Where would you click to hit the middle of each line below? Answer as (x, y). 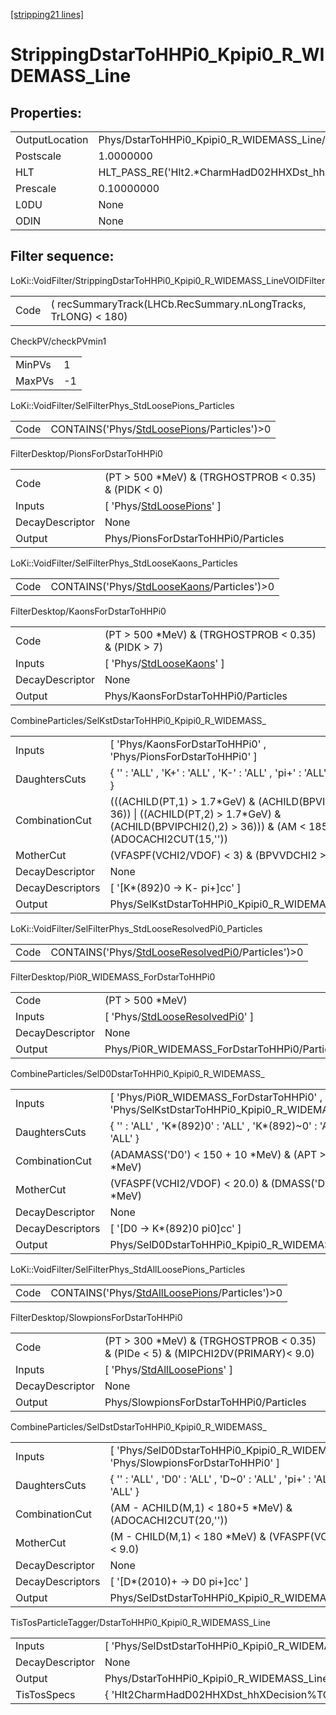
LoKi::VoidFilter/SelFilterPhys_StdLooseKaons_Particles (124, 563)
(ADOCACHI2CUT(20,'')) (168, 1520)
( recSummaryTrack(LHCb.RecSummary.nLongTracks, (178, 304)
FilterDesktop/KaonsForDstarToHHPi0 (88, 611)
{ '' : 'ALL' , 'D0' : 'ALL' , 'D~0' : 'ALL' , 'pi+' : (210, 1479)
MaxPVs (35, 381)
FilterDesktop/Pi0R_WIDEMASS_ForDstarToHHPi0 (113, 976)
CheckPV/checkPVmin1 (58, 341)
